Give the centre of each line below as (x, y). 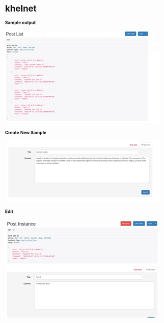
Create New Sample (26, 132)
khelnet (21, 9)
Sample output (20, 22)
